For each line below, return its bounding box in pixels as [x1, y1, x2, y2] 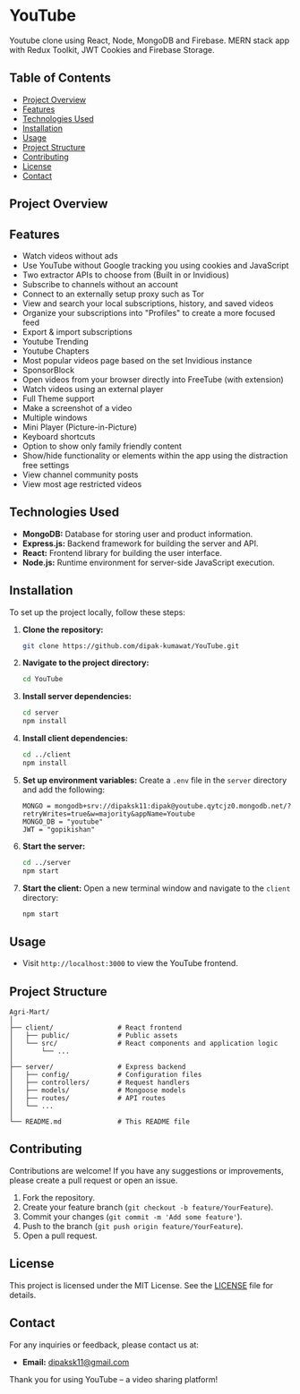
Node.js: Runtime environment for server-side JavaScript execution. [21, 557, 275, 568]
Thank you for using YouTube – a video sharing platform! [9, 1373, 219, 1384]
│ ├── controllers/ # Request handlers [9, 1078, 191, 1088]
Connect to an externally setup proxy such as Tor [21, 288, 204, 299]
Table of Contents [9, 71, 112, 86]
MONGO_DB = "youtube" [21, 817, 103, 826]
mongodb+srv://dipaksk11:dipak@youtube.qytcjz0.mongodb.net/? [55, 801, 292, 810]
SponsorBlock [21, 364, 74, 375]
